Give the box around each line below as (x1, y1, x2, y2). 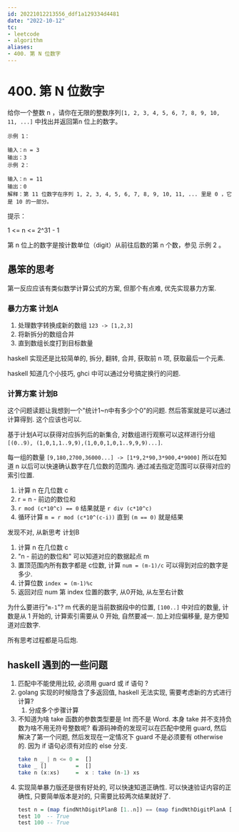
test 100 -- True (17, 819, 70, 826)
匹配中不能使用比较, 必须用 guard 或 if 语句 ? (17, 679, 148, 688)
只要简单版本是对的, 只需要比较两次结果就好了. (34, 791, 171, 800)
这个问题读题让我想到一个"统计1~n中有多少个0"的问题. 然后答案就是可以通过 (7, 406, 232, 415)
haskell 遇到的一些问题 (7, 659, 108, 671)
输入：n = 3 (7, 146, 40, 153)
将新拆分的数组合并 (17, 330, 75, 338)
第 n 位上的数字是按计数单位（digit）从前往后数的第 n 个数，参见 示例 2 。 (7, 240, 225, 249)
